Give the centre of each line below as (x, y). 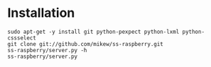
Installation (41, 13)
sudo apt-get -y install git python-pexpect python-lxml (93, 32)
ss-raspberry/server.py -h (47, 50)
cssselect (22, 38)
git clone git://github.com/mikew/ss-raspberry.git (85, 44)
